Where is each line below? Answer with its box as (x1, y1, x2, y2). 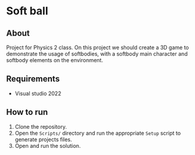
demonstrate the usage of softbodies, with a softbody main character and (6, 50, 188, 57)
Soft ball (6, 4, 48, 18)
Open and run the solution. (14, 142, 81, 149)
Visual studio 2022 (14, 90, 62, 97)
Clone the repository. (14, 123, 67, 130)
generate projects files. (14, 136, 72, 143)
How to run (6, 107, 48, 117)
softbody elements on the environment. (6, 57, 103, 63)
